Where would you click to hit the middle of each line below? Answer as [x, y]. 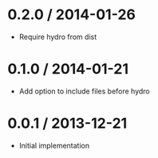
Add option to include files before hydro [85, 91]
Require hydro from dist [58, 37]
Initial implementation [54, 145]
